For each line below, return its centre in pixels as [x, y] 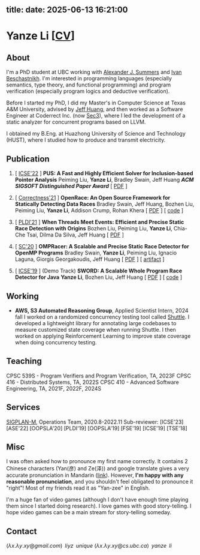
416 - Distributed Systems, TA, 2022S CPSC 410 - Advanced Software [93, 382]
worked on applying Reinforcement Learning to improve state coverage [103, 336]
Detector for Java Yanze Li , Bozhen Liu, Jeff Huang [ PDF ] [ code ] [99, 277]
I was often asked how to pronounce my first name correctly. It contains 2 [97, 461]
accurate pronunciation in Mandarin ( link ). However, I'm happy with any [95, 475]
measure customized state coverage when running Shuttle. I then [96, 330]
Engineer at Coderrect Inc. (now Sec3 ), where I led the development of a [96, 116]
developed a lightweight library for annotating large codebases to [96, 323]
